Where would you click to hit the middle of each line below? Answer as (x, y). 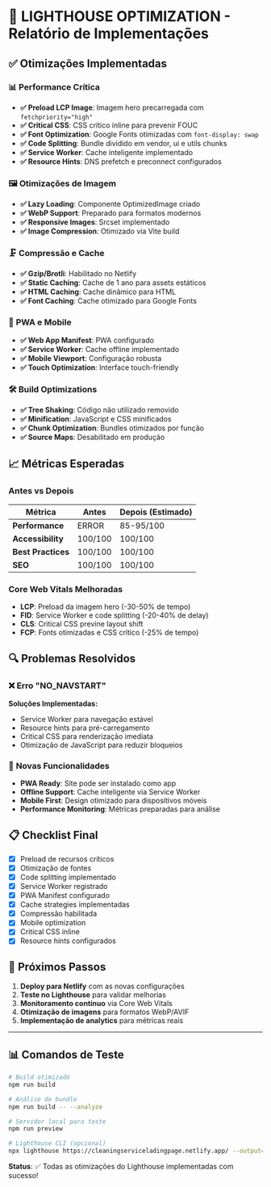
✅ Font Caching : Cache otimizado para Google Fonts (108, 301)
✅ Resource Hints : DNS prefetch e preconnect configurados (121, 161)
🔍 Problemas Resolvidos (72, 659)
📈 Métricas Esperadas (67, 464)
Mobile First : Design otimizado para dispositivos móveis (113, 801)
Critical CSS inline (50, 932)
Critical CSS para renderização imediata (86, 736)
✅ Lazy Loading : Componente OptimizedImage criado (110, 204)
